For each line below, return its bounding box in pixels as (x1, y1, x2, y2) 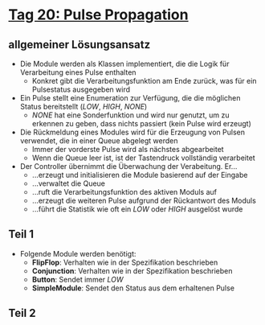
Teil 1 (8, 228, 35, 241)
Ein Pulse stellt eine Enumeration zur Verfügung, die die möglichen (19, 93, 241, 102)
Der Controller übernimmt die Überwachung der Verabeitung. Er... (19, 162, 238, 171)
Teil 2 (8, 306, 36, 320)
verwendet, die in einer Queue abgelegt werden (19, 136, 178, 146)
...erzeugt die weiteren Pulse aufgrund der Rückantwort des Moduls (31, 195, 257, 205)
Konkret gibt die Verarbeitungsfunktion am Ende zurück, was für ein (31, 76, 257, 85)
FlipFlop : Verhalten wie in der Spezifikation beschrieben (31, 257, 218, 267)
